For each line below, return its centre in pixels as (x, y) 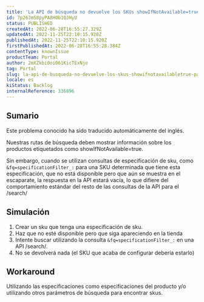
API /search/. (31, 246)
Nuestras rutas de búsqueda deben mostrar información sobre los (89, 142)
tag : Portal (21, 68)
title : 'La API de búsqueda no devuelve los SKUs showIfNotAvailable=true (103, 12)
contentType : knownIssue (38, 52)
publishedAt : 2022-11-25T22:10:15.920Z (57, 40)
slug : (13, 74)
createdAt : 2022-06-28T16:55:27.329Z (54, 29)
